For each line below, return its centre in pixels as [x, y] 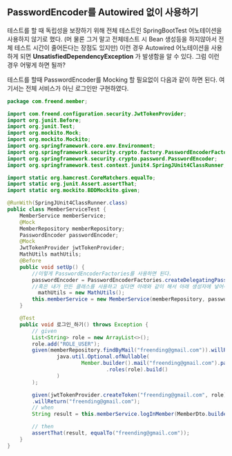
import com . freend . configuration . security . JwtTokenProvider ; [97, 114]
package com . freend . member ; [48, 101]
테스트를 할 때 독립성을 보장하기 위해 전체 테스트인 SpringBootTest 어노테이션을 [115, 30]
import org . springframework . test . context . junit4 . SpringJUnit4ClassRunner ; [117, 165]
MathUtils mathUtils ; [50, 254]
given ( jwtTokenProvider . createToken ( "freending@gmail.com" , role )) [131, 395]
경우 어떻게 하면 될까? [36, 65]
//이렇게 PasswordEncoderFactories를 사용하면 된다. [102, 274]
